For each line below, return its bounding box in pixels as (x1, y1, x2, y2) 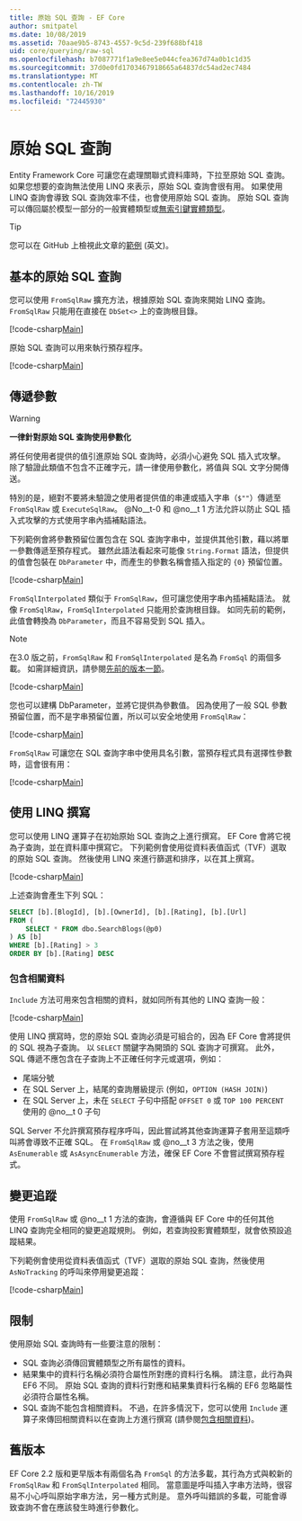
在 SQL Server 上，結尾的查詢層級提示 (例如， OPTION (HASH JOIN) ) (22, 1084, 268, 1095)
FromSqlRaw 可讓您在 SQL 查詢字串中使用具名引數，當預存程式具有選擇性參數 (9, 747, 293, 758)
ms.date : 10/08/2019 (9, 30, 87, 39)
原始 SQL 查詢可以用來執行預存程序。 (9, 343, 148, 353)
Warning (9, 413, 40, 424)
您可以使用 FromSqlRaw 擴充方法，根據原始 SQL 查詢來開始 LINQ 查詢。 (9, 294, 271, 306)
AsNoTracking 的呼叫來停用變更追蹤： (9, 1266, 147, 1277)
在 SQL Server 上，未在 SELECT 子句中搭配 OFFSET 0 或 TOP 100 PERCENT (22, 1095, 285, 1106)
